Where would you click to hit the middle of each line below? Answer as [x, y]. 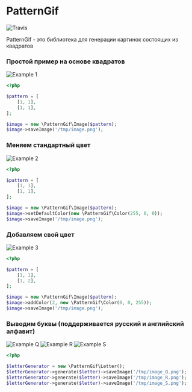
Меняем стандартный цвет [48, 145]
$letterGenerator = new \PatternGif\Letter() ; [66, 366]
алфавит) [20, 331]
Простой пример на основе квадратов [66, 61]
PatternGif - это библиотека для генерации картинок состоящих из [92, 39]
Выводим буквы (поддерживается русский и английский [95, 323]
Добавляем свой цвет [40, 234]
